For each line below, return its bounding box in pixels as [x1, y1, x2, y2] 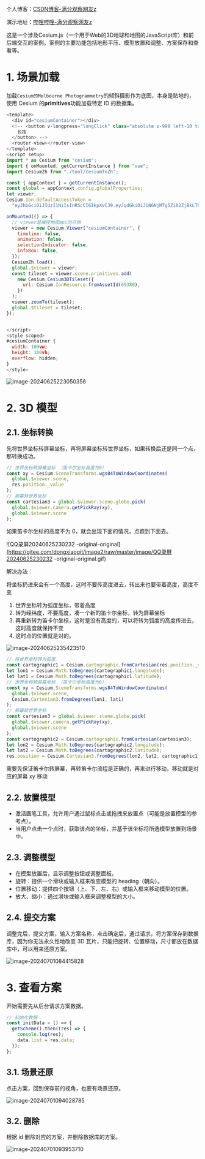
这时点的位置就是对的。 [15, 632, 74, 640]
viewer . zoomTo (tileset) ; [12, 299, 75, 305]
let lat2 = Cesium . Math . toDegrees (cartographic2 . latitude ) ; [6, 747, 163, 753]
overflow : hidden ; [12, 355, 59, 361]
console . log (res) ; [17, 1032, 64, 1038]
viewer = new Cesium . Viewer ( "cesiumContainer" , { [12, 225, 140, 231]
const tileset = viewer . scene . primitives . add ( [12, 270, 132, 277]
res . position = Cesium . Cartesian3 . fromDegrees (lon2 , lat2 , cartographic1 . [6, 753, 201, 760]
